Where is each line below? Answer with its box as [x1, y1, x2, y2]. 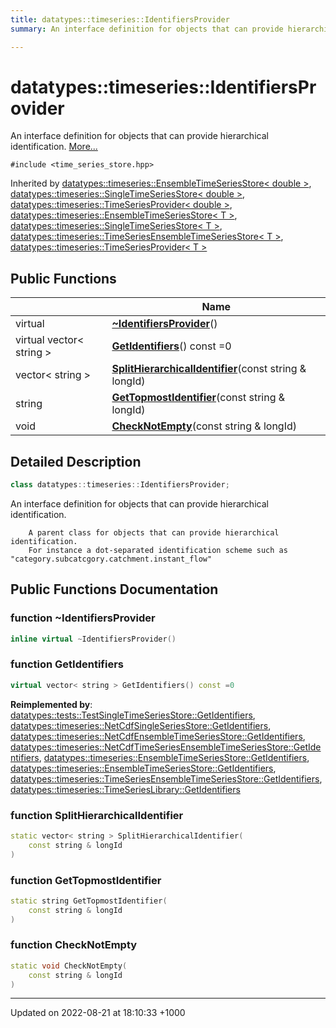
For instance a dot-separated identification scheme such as [28, 545, 288, 555]
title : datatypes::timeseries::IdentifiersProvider [10, 14, 230, 25]
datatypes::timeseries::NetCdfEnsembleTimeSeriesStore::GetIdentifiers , [10, 730, 306, 742]
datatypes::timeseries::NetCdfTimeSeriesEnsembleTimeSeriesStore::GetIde [10, 741, 322, 753]
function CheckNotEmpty [10, 938, 138, 952]
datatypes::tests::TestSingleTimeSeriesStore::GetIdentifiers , [10, 709, 256, 721]
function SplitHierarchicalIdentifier [10, 808, 184, 822]
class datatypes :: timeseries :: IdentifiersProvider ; [10, 480, 230, 490]
